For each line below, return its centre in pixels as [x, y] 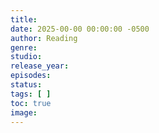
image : [24, 112]
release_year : [40, 66]
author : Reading [44, 38]
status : [26, 85]
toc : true [31, 103]
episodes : [31, 76]
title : [24, 19]
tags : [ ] [31, 94]
